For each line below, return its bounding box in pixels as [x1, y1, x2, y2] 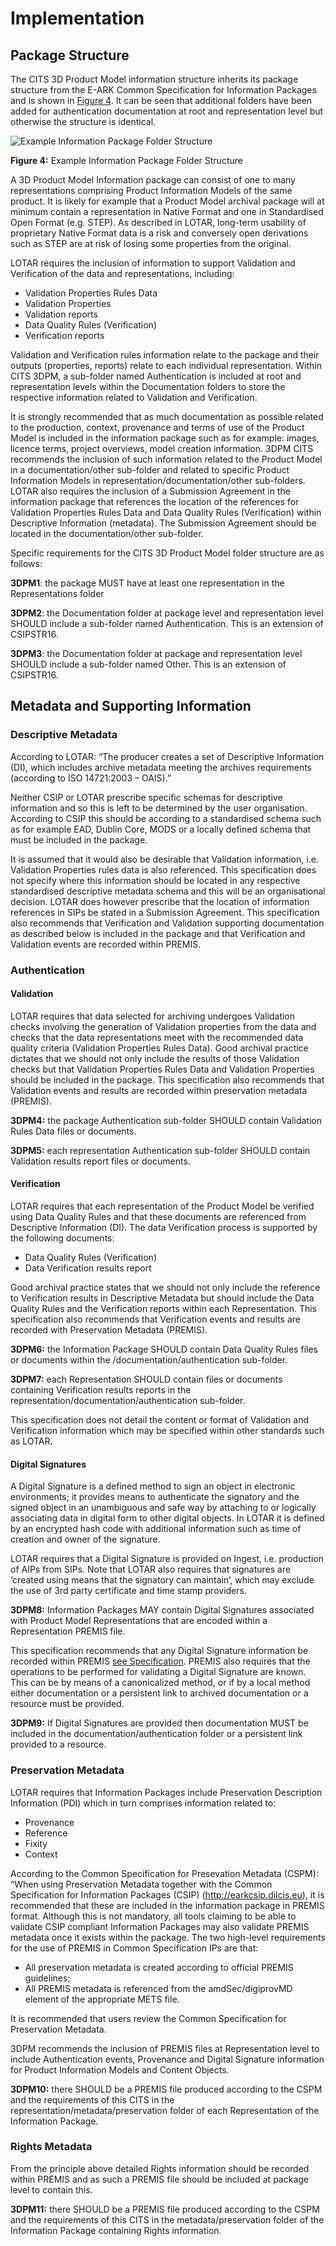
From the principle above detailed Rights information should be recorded [10, 2162, 310, 2174]
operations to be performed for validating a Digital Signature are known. [10, 1666, 307, 1678]
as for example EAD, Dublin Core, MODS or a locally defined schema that [10, 823, 312, 835]
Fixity [24, 1837, 48, 1849]
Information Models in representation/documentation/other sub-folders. [10, 475, 306, 486]
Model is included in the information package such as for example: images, [10, 432, 320, 444]
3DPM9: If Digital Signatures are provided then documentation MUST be [10, 1717, 309, 1729]
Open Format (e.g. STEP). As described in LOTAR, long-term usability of [10, 217, 307, 228]
